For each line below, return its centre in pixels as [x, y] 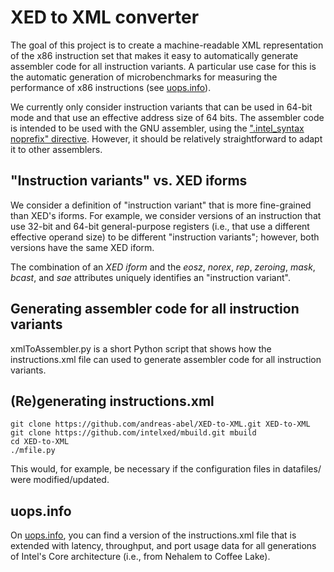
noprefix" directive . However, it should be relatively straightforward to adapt [166, 138]
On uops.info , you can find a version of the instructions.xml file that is [153, 535]
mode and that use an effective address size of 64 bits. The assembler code [167, 117]
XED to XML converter [105, 17]
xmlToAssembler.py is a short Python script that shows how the [141, 348]
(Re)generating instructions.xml [112, 401]
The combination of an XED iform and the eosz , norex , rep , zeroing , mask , [163, 267]
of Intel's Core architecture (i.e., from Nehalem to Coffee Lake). [140, 557]
